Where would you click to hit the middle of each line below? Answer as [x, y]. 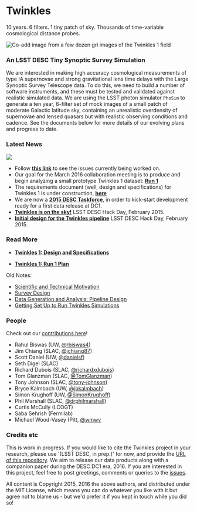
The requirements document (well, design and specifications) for [93, 187]
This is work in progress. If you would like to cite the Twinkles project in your [98, 447]
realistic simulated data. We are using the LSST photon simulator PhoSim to [96, 98]
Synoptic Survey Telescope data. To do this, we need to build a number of [96, 85]
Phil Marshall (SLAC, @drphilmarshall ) [60, 401]
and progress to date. [32, 129]
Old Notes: [19, 275]
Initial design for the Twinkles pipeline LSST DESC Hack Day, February [101, 218]
